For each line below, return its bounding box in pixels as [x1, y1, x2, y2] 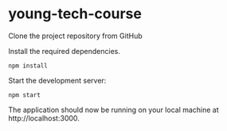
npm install [8, 61, 48, 70]
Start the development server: [8, 75, 107, 85]
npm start [8, 91, 41, 99]
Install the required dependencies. [8, 46, 121, 56]
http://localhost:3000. [8, 113, 80, 123]
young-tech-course [8, 5, 142, 23]
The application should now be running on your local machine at [8, 105, 219, 114]
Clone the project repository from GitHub [8, 31, 143, 40]
